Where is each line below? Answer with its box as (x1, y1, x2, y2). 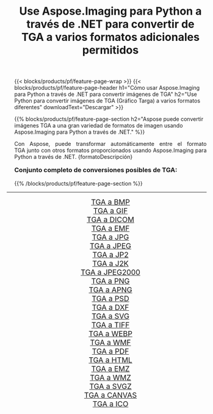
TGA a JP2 (92, 250, 129, 260)
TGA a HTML (88, 355, 133, 365)
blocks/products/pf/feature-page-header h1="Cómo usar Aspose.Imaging (14, 84, 200, 92)
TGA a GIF (93, 206, 128, 216)
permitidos (82, 43, 139, 57)
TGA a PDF (92, 346, 129, 356)
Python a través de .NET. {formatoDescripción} (14, 153, 133, 161)
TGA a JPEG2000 (80, 267, 141, 277)
